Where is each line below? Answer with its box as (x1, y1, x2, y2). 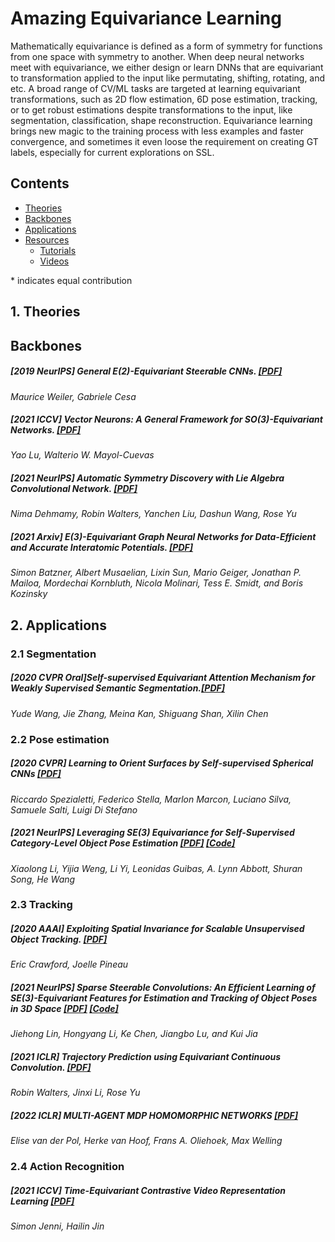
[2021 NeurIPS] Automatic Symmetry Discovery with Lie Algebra (10, 472, 285, 484)
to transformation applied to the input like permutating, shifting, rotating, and (10, 72, 326, 84)
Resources (24, 233, 70, 246)
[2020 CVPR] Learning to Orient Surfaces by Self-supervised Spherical (10, 757, 314, 769)
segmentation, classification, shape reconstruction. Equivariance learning (10, 114, 313, 126)
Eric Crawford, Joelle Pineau (10, 958, 129, 971)
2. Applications (10, 617, 107, 634)
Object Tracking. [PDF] (10, 933, 108, 946)
